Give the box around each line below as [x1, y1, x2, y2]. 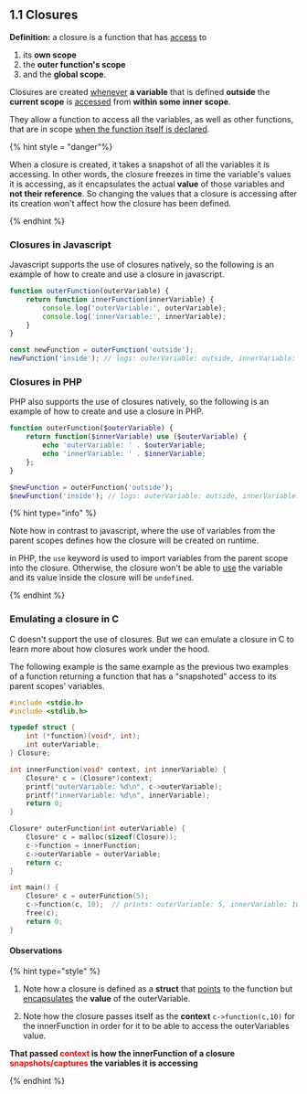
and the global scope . [22, 69, 107, 80]
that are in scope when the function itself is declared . [9, 123, 210, 134]
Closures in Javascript [9, 238, 111, 250]
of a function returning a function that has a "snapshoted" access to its [9, 671, 277, 682]
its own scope [22, 49, 78, 60]
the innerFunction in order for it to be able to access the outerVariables [22, 1020, 290, 1031]
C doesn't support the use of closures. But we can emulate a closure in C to [9, 633, 295, 644]
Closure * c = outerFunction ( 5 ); [26, 891, 149, 901]
